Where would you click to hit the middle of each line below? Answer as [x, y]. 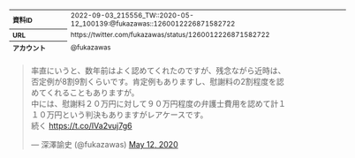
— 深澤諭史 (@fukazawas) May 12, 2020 [104, 144]
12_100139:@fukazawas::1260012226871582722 [153, 23]
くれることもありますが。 [93, 93]
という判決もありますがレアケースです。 [135, 115]
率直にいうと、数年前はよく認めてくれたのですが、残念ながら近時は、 [158, 71]
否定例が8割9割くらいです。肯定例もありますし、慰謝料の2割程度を [153, 82]
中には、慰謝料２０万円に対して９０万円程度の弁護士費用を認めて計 [155, 104]
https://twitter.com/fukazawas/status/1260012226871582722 [170, 35]
